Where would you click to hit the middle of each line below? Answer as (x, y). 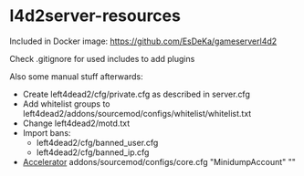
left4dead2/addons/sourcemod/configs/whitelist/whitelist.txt (137, 113)
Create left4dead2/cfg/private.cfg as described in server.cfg (136, 94)
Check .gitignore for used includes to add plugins (102, 58)
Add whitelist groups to (66, 104)
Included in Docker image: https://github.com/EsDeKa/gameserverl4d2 (143, 41)
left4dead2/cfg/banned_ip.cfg (93, 152)
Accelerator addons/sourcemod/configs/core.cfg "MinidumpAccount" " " (159, 161)
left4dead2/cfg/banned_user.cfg (97, 142)
